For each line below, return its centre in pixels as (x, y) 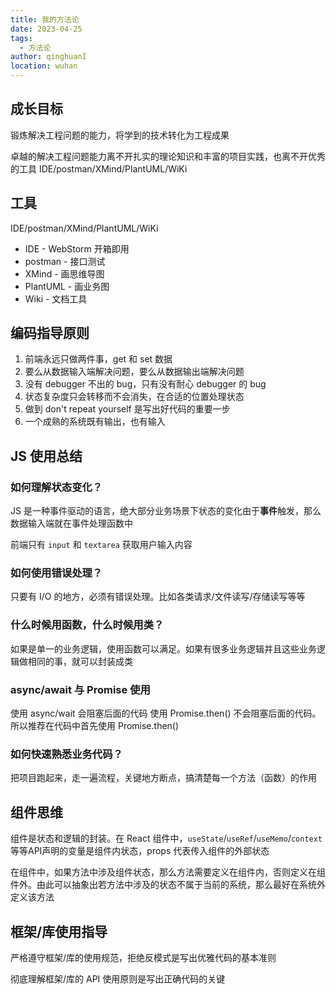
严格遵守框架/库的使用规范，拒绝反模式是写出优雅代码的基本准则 (143, 957)
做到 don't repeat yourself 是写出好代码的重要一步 (127, 409)
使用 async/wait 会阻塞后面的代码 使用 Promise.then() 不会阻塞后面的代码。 (166, 713)
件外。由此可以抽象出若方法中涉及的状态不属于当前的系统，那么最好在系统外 (168, 885)
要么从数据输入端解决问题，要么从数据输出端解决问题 (134, 372)
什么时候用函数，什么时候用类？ (87, 625)
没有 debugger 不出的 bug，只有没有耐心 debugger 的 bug (145, 384)
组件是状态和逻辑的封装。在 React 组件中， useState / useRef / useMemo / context (166, 838)
